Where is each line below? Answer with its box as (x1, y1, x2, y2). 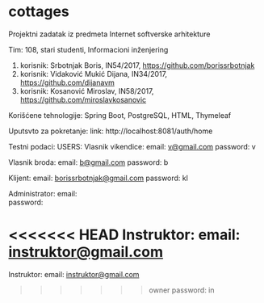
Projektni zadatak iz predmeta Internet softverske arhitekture (8, 29, 211, 39)
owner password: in (149, 285, 216, 295)
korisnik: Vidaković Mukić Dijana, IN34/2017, (19, 69, 168, 78)
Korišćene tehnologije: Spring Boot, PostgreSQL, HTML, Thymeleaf (8, 110, 232, 120)
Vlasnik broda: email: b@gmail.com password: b (8, 157, 169, 167)
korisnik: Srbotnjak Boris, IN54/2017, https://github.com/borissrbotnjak (19, 60, 255, 70)
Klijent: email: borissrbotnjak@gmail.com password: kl (8, 173, 188, 183)
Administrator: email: (8, 188, 78, 198)
